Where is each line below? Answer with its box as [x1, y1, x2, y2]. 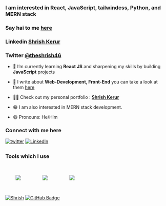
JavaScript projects [12, 69, 55, 75]
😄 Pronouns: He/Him [12, 114, 58, 120]
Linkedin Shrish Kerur [5, 38, 60, 45]
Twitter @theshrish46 [5, 52, 61, 59]
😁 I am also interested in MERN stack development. [12, 104, 122, 110]
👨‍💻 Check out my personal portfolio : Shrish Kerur [12, 94, 119, 100]
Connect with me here [5, 127, 61, 134]
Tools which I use [5, 153, 50, 160]
